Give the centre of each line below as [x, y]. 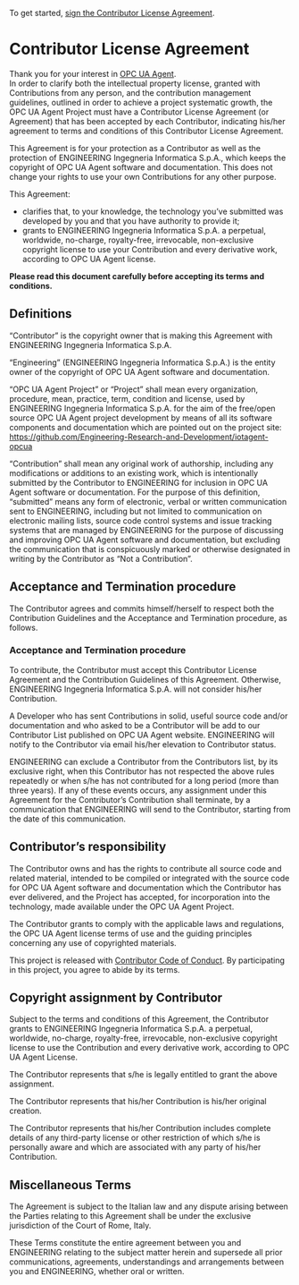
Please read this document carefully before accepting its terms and [137, 276]
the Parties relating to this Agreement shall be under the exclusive [130, 1216]
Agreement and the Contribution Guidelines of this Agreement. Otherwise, [145, 679]
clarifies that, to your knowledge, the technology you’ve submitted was [153, 211]
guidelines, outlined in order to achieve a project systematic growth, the [141, 102]
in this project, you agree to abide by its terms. [95, 969]
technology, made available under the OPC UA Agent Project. [122, 906]
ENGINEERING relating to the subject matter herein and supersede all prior [146, 1253]
